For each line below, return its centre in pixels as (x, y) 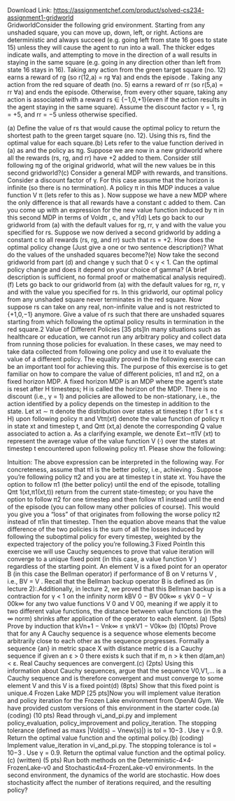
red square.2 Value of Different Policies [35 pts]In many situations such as (114, 329)
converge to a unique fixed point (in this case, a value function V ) (102, 559)
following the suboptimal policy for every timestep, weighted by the (104, 537)
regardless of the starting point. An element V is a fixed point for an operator (117, 566)
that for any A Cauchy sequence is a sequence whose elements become (112, 633)
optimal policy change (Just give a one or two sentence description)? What (115, 247)
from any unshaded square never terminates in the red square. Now (105, 299)
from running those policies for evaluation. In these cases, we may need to (115, 344)
